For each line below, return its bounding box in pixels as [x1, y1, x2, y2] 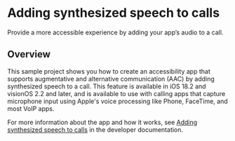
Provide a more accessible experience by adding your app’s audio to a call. [7, 28, 224, 36]
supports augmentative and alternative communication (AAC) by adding [7, 74, 215, 83]
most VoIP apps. [7, 104, 55, 113]
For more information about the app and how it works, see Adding [7, 118, 198, 126]
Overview [7, 48, 51, 60]
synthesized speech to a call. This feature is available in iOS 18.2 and [7, 82, 206, 90]
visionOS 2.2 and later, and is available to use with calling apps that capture [7, 89, 226, 98]
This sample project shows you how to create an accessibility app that [7, 67, 210, 75]
